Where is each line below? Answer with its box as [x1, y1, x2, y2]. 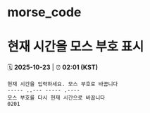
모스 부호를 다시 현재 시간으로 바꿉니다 [7, 95, 106, 102]
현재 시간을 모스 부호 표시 [7, 39, 144, 55]
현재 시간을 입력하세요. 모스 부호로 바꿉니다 [7, 81, 118, 88]
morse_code [7, 4, 82, 20]
